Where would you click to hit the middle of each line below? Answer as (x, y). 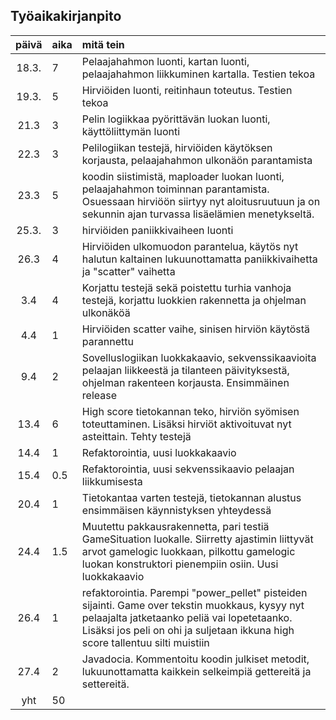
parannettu (107, 341)
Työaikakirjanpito (66, 16)
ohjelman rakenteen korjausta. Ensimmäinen (185, 382)
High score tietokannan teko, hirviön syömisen (190, 411)
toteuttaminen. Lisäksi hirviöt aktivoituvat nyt (186, 424)
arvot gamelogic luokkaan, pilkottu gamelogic (188, 551)
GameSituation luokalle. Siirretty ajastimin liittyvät (197, 539)
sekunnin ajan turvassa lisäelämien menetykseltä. (198, 214)
